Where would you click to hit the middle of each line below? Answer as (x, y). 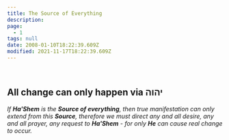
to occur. (19, 130)
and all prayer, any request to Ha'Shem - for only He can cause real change (115, 123)
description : (26, 20)
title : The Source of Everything (55, 13)
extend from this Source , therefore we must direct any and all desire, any (110, 116)
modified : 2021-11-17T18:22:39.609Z (59, 52)
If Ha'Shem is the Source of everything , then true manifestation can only (111, 109)
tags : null (23, 39)
